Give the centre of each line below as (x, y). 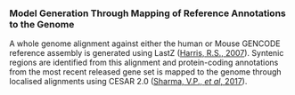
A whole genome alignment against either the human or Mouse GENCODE (145, 44)
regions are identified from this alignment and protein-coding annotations (144, 63)
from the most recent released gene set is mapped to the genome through (146, 72)
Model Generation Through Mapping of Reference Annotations (148, 13)
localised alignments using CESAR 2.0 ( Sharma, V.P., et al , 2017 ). (128, 82)
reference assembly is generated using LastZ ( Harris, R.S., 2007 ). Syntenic (147, 53)
